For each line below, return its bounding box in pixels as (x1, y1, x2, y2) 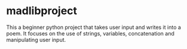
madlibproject (6, 4, 77, 18)
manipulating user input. (6, 36, 66, 43)
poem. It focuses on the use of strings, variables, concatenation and (6, 30, 175, 37)
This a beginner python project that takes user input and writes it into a (6, 24, 182, 31)
